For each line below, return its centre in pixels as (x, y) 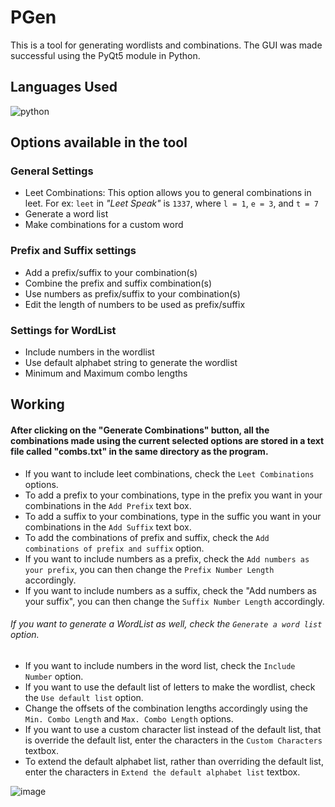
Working (37, 404)
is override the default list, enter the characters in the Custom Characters (173, 740)
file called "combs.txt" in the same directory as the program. (139, 452)
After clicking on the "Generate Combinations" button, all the (140, 430)
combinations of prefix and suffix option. (114, 548)
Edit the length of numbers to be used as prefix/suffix (135, 304)
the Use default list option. (84, 697)
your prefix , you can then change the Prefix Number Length (149, 569)
